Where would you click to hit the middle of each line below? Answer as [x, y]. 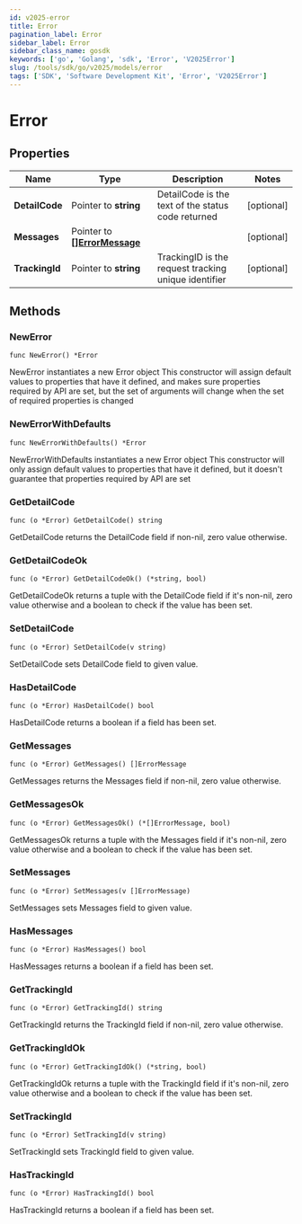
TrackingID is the [193, 257]
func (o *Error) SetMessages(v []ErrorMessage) [100, 891]
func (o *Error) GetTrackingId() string [86, 1008]
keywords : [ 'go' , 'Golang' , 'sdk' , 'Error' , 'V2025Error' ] [122, 59]
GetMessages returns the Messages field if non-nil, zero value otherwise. [145, 781]
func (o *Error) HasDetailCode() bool [82, 705]
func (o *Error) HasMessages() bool [78, 950]
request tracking [192, 268]
